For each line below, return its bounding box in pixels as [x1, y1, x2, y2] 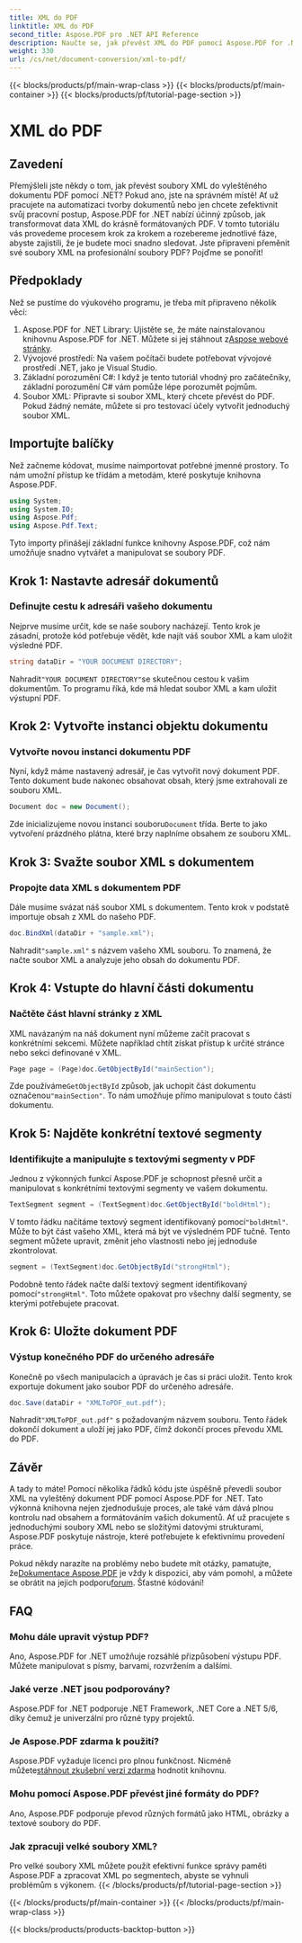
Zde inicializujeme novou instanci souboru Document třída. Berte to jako [9, 819, 268, 830]
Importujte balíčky [9, 436, 114, 451]
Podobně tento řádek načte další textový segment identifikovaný [9, 1279, 248, 1289]
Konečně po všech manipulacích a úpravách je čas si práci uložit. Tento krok [9, 1371, 293, 1382]
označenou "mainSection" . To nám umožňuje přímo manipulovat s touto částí [9, 1090, 292, 1101]
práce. [9, 1541, 33, 1552]
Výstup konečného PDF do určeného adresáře [9, 1350, 215, 1363]
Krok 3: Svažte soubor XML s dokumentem [9, 854, 254, 869]
